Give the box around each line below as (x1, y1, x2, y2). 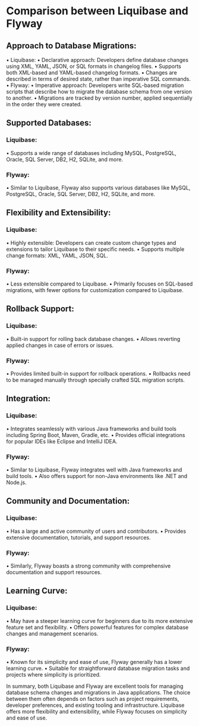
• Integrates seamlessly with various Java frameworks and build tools (6, 425, 177, 432)
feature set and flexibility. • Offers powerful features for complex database (6, 623, 189, 631)
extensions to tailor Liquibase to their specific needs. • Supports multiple (6, 246, 185, 253)
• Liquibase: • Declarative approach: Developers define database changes (6, 57, 189, 63)
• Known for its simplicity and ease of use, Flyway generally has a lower (6, 658, 182, 665)
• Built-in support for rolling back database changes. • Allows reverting (6, 335, 181, 342)
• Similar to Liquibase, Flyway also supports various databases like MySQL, (6, 184, 191, 191)
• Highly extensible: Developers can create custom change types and (6, 239, 176, 246)
